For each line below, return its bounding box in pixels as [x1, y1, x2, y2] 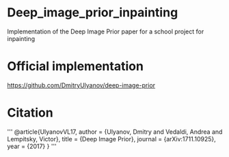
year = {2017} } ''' [7, 142, 57, 150]
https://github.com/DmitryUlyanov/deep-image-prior [7, 81, 156, 89]
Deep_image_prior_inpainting [7, 5, 178, 20]
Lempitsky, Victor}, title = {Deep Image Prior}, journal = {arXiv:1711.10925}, [7, 134, 217, 143]
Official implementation [7, 59, 144, 74]
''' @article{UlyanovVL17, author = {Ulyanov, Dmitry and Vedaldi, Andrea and [7, 128, 223, 136]
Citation [7, 105, 53, 121]
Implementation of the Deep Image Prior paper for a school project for [7, 27, 204, 35]
